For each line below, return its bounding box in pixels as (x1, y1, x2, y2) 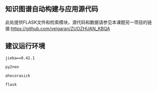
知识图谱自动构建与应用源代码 (5, 5, 98, 14)
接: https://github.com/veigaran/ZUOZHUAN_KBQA (5, 25, 110, 31)
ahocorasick (5, 73, 30, 78)
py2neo (5, 64, 19, 69)
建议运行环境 (5, 42, 45, 51)
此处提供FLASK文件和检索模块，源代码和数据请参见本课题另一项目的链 (5, 19, 152, 25)
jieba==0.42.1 (5, 55, 35, 61)
